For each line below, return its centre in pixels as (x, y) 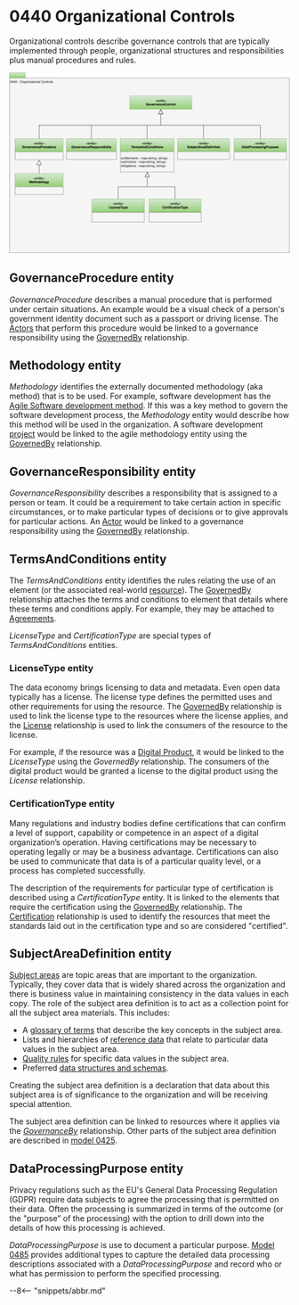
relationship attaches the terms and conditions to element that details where (149, 600)
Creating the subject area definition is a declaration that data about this (139, 1086)
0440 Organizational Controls (122, 16)
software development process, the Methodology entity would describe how (149, 415)
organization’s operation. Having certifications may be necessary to (133, 842)
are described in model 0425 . (63, 1141)
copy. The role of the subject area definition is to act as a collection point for (149, 1004)
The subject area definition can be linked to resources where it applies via (145, 1121)
